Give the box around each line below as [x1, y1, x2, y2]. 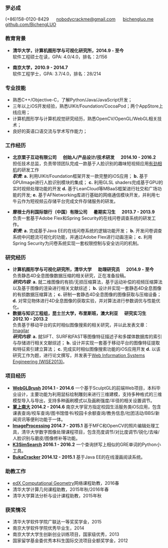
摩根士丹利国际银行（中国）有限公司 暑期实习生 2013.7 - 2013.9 [12, 209, 155, 215]
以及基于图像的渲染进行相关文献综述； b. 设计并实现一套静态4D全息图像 [12, 285, 162, 291]
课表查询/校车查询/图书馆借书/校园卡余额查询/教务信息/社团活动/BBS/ [12, 410, 155, 416]
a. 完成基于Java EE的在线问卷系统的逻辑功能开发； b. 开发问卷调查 [24, 228, 162, 234]
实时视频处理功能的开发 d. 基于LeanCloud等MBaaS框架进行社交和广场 [12, 186, 157, 192]
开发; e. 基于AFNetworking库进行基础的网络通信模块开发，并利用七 [21, 192, 160, 198]
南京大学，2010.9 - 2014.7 [12, 64, 68, 70]
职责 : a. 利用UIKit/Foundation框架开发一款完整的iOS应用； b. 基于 [12, 173, 148, 179]
